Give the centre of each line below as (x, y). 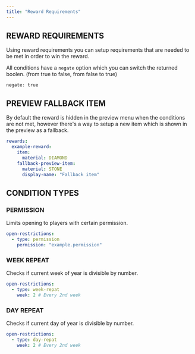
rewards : (17, 141)
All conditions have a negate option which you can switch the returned (92, 68)
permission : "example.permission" (59, 245)
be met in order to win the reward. (48, 57)
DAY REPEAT (25, 310)
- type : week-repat (36, 289)
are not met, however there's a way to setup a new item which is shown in (97, 124)
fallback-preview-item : (46, 163)
